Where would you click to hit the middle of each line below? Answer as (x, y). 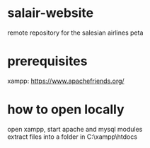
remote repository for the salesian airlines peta (75, 33)
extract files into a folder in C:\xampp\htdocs (73, 137)
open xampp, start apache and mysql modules (75, 129)
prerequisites (47, 61)
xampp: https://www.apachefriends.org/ (66, 81)
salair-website (51, 13)
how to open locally (66, 109)
